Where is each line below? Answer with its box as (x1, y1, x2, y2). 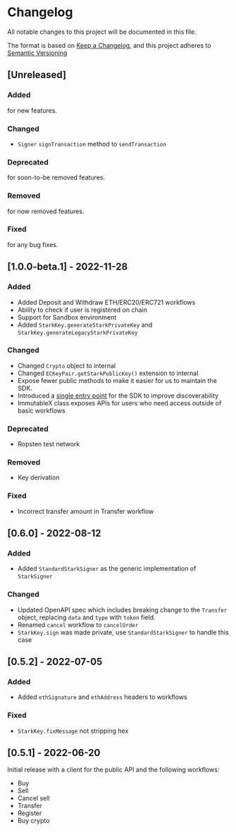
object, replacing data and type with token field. (17, 613, 156, 622)
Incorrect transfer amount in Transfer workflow (17, 507, 154, 515)
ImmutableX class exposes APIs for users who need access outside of (17, 398, 222, 407)
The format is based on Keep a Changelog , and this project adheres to (7, 41, 211, 49)
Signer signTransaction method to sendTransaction (17, 139, 167, 148)
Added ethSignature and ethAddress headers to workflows (17, 693, 188, 701)
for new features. (7, 106, 58, 115)
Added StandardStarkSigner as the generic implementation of (17, 565, 197, 573)
